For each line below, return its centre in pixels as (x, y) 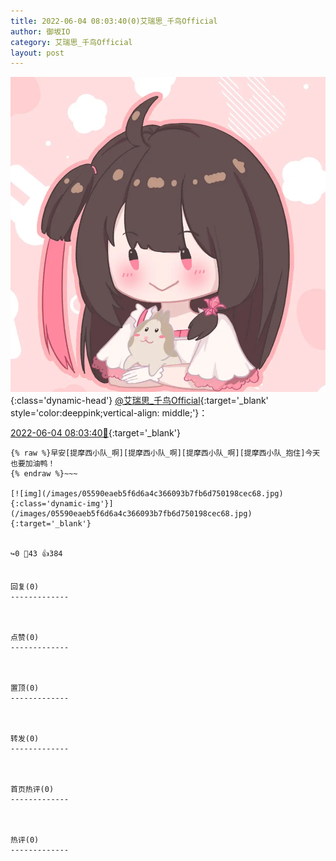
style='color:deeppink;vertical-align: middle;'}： (109, 413)
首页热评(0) (32, 790)
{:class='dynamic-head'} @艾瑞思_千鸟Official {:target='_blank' (139, 401)
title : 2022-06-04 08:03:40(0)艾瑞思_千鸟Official (114, 21)
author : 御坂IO (40, 31)
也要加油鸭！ (33, 464)
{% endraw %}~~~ (44, 474)
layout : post (37, 53)
